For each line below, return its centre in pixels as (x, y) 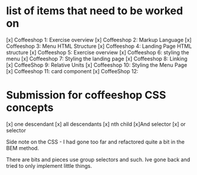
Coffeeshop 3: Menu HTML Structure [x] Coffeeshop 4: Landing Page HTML (99, 46)
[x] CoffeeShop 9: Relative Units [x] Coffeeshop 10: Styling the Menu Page (97, 65)
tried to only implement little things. (49, 166)
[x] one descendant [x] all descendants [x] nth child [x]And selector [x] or (96, 124)
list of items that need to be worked (95, 11)
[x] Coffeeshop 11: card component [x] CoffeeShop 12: (72, 71)
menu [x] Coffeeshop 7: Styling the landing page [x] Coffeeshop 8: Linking (97, 59)
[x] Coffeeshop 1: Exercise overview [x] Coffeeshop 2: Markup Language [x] (99, 40)
